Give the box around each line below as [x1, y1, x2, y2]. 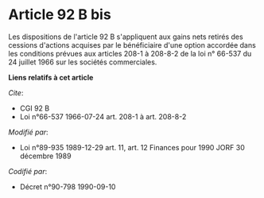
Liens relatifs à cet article [8, 72, 94, 82]
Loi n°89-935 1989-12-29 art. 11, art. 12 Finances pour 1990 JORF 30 [19, 142, 245, 152]
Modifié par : [8, 127, 49, 137]
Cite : [8, 87, 24, 97]
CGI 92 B [19, 103, 50, 113]
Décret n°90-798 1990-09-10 [19, 181, 116, 192]
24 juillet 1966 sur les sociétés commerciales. [8, 57, 157, 67]
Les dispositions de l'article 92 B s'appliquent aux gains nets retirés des [8, 32, 244, 41]
